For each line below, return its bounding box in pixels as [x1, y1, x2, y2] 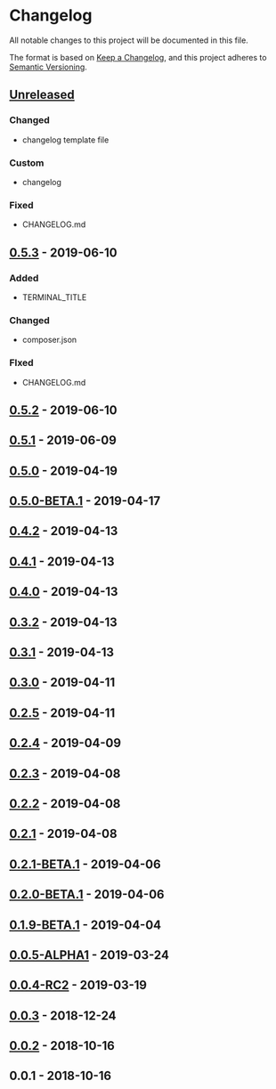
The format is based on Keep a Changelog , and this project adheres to [9, 52, 267, 62]
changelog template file [21, 134, 110, 145]
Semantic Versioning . [9, 61, 87, 72]
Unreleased [9, 87, 76, 102]
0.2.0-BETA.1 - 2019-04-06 [9, 887, 165, 902]
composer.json [21, 335, 77, 345]
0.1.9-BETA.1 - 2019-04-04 [9, 917, 162, 932]
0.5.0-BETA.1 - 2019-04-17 [9, 493, 161, 508]
